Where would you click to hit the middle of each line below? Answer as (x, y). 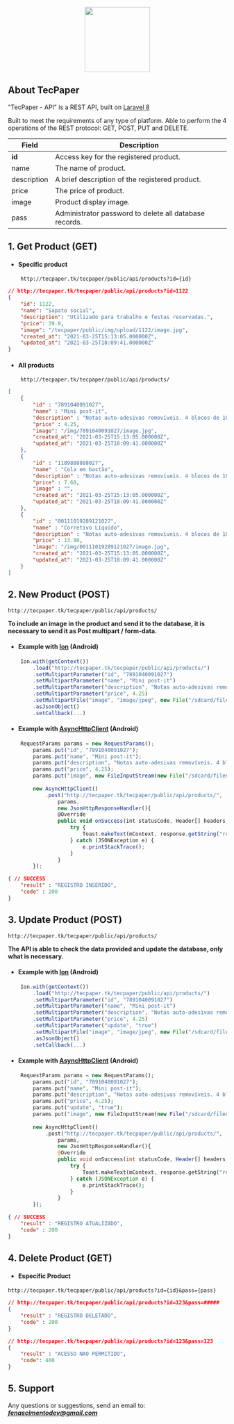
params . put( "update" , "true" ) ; (78, 1108)
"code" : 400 (37, 1361)
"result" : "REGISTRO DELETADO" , (69, 1316)
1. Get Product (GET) (53, 247)
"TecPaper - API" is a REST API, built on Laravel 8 (79, 107)
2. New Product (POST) (59, 595)
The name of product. (91, 168)
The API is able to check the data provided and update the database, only (116, 949)
